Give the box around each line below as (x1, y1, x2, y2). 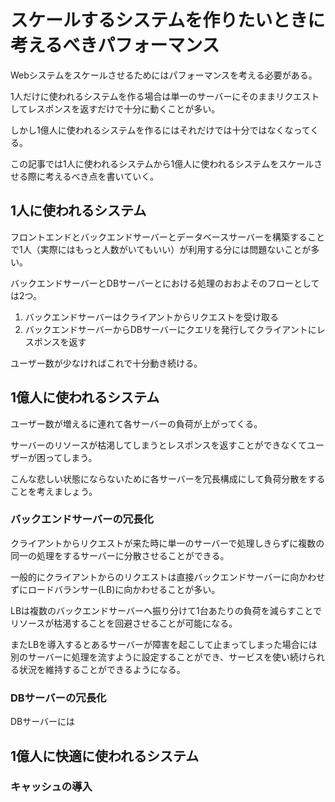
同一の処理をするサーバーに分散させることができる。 (10, 549, 230, 561)
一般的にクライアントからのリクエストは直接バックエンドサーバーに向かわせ (10, 571, 326, 583)
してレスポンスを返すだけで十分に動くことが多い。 (10, 102, 221, 115)
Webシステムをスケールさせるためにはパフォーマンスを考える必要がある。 (10, 69, 318, 81)
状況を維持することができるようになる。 (18, 663, 186, 675)
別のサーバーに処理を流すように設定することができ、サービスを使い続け (10, 651, 308, 663)
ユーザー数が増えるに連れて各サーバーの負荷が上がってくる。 (10, 417, 263, 430)
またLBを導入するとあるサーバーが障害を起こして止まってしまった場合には (10, 638, 318, 650)
